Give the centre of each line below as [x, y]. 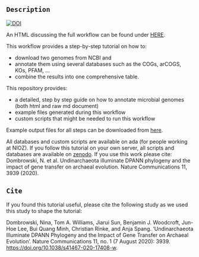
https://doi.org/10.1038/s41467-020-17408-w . [62, 248]
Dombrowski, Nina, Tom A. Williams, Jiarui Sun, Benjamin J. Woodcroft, [93, 222]
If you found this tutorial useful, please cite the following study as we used [97, 204]
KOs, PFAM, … [32, 70]
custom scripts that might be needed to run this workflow [85, 118]
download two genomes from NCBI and [63, 58]
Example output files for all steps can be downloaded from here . [85, 130]
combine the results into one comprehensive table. [77, 77]
